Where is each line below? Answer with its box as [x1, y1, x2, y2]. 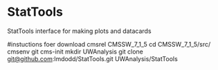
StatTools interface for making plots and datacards [7, 27, 152, 35]
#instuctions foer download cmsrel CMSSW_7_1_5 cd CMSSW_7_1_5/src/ [7, 40, 211, 48]
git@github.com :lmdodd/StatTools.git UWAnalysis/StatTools [7, 54, 178, 62]
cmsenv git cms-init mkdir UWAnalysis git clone [7, 47, 144, 56]
